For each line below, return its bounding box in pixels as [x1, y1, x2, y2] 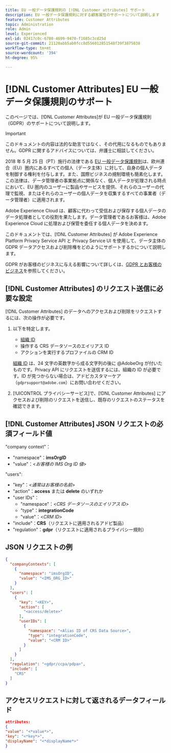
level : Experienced [5, 31, 47, 36]
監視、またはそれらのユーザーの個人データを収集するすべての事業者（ [14, 190, 162, 197]
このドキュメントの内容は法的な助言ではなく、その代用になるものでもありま [5, 141, 166, 147]
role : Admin [5, 27, 31, 32]
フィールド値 [12, 429, 53, 438]
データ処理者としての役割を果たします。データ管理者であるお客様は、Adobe [5, 214, 166, 220]
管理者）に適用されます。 [14, 197, 68, 203]
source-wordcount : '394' [5, 50, 58, 55]
